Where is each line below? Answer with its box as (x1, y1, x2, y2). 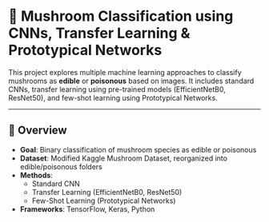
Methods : (19, 170, 54, 180)
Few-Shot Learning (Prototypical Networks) (31, 196, 176, 205)
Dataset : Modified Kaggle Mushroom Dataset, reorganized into (19, 153, 228, 163)
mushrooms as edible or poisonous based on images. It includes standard (8, 76, 255, 85)
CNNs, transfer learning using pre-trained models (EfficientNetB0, (8, 84, 227, 94)
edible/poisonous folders (19, 161, 102, 171)
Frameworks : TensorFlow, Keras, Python (19, 204, 155, 214)
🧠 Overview (8, 124, 67, 137)
